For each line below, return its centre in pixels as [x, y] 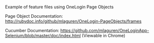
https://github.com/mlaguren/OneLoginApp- [105, 30]
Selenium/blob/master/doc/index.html [43, 36]
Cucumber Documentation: [32, 30]
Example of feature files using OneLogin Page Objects [59, 7]
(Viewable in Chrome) [104, 36]
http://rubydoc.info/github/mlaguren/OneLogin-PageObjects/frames [73, 21]
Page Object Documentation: [34, 16]
